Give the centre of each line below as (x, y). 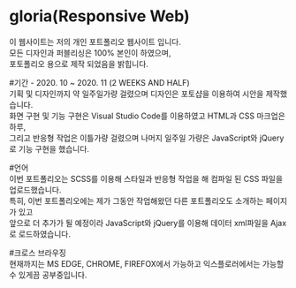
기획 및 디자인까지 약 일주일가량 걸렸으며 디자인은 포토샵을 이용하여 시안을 (137, 94)
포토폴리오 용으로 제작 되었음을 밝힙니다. (79, 64)
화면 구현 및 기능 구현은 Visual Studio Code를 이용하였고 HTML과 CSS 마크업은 (147, 116)
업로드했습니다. (35, 189)
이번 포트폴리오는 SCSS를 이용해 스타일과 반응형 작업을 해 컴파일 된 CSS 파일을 (146, 178)
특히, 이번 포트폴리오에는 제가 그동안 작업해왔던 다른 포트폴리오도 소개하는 (137, 201)
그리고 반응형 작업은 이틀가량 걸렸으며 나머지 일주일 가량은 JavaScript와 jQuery (147, 138)
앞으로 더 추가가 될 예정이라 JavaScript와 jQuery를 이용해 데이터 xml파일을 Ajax (148, 223)
